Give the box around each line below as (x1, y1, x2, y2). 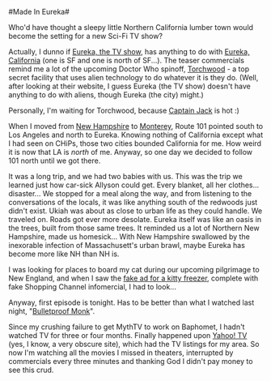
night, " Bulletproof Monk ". (8, 306, 95, 315)
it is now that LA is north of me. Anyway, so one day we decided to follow (8, 148, 253, 156)
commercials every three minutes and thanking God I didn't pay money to (8, 357, 253, 366)
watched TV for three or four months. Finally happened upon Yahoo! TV (8, 331, 248, 340)
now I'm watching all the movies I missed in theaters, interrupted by (8, 348, 234, 357)
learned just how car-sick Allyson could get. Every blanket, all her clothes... (8, 180, 260, 190)
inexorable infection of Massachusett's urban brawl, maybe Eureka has (8, 241, 245, 250)
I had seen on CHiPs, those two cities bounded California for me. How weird (8, 139, 261, 148)
